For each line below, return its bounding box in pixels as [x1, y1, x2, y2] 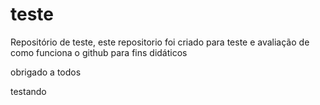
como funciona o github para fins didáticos [10, 46, 188, 58]
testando [10, 85, 47, 97]
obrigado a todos [10, 66, 82, 78]
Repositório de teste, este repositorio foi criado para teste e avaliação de [10, 36, 310, 48]
